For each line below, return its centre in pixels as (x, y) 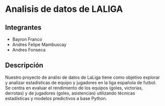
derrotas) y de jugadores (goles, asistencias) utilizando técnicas (70, 93)
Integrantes (23, 27)
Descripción (24, 65)
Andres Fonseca (29, 50)
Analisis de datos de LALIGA (64, 9)
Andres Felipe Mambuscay (39, 45)
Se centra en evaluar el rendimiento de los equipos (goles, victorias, (74, 88)
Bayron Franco (27, 39)
